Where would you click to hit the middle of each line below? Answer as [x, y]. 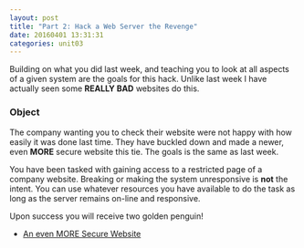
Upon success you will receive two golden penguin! [106, 216]
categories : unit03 [47, 43]
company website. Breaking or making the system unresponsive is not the [149, 179]
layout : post [34, 18]
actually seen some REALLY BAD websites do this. [105, 88]
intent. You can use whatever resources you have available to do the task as [152, 189]
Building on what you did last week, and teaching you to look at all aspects [149, 69]
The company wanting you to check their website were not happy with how [151, 132]
